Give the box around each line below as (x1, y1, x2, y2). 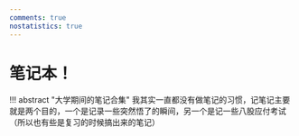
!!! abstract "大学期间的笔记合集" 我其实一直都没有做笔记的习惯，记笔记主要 (9, 95, 291, 105)
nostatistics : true (9, 22, 83, 31)
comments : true (9, 13, 67, 23)
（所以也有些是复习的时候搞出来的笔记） (9, 117, 160, 128)
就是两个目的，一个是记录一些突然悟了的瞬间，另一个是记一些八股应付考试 (9, 105, 286, 117)
